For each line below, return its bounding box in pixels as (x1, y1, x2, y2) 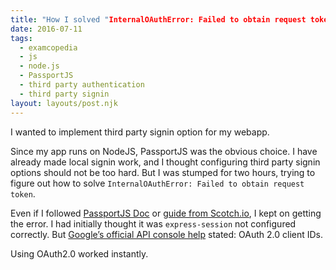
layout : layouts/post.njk (10, 98, 118, 108)
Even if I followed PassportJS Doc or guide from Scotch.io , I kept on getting (10, 207, 322, 219)
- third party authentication (19, 80, 145, 90)
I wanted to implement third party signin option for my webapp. (10, 126, 270, 138)
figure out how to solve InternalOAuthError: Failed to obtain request (10, 177, 305, 189)
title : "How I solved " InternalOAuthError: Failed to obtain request (10, 14, 307, 25)
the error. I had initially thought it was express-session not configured (10, 217, 297, 230)
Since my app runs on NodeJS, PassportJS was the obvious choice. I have (10, 145, 318, 157)
